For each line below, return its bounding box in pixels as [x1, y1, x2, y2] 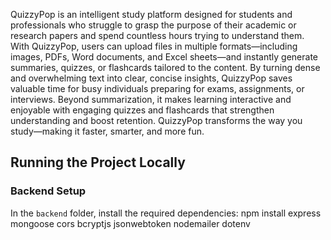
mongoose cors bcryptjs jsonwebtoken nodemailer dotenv [10, 217, 251, 229]
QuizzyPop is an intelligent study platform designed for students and [10, 9, 293, 20]
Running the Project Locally [10, 154, 186, 171]
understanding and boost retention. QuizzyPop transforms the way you [10, 115, 303, 126]
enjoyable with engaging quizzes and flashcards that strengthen [10, 104, 275, 116]
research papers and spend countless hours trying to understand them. [10, 30, 305, 41]
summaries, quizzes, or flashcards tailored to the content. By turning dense [10, 62, 321, 73]
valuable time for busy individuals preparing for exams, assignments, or [10, 83, 305, 94]
